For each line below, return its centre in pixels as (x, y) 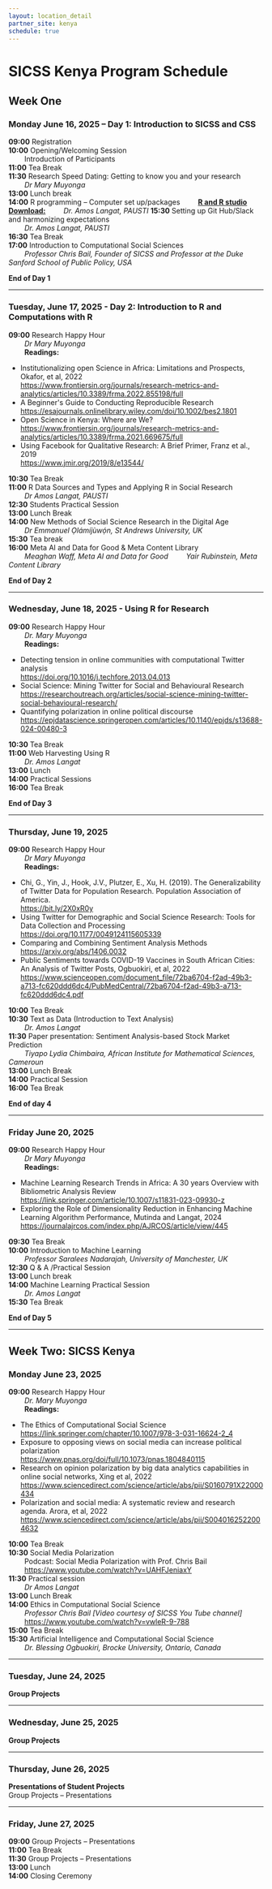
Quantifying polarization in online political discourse (106, 711)
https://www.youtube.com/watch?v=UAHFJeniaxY (108, 1570)
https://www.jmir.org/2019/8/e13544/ (82, 463)
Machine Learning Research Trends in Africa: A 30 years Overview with (139, 1183)
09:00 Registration (40, 142)
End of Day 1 (30, 278)
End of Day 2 (30, 580)
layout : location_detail (50, 16)
